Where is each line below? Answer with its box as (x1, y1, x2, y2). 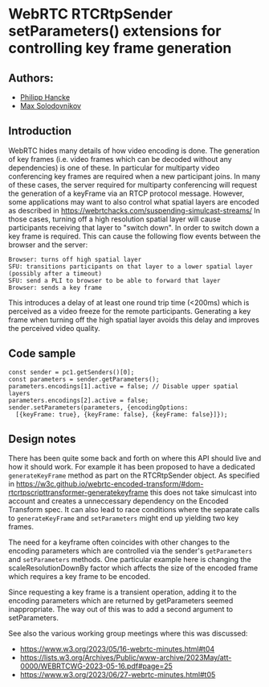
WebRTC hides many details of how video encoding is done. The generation (8, 146, 260, 155)
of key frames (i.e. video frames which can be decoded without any (8, 154, 232, 163)
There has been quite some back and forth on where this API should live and (8, 453, 262, 463)
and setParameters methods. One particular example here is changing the (8, 555, 251, 565)
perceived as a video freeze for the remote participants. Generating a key (8, 306, 251, 316)
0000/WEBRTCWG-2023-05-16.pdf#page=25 (19, 661, 173, 671)
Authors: (8, 71, 54, 85)
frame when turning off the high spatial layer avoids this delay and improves (8, 315, 259, 325)
